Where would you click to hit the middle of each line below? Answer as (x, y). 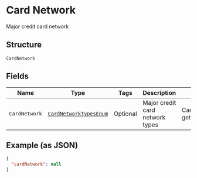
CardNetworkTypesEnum (78, 114)
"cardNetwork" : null (36, 165)
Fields (18, 76)
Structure (24, 45)
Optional (125, 114)
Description (159, 93)
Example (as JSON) (42, 145)
